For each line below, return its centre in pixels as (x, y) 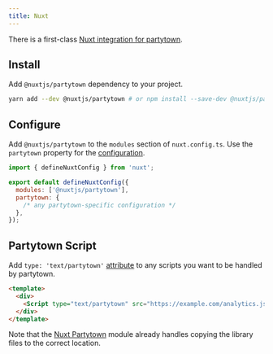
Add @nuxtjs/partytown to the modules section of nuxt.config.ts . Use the (131, 144)
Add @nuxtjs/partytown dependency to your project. (96, 84)
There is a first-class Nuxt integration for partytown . (95, 39)
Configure (35, 124)
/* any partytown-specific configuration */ (100, 205)
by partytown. (32, 274)
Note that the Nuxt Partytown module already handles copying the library (131, 334)
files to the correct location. (55, 343)
